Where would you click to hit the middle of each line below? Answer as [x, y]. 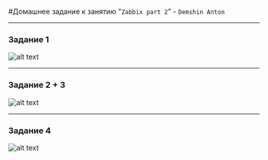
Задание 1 [29, 39]
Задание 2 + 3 [37, 85]
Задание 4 [30, 131]
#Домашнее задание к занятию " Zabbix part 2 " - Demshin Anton [116, 12]
